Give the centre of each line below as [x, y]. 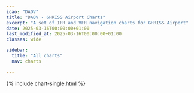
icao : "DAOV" [22, 12]
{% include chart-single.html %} [46, 83]
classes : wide [24, 39]
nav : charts [27, 61]
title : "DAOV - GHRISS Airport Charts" [56, 17]
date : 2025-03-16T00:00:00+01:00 [48, 28]
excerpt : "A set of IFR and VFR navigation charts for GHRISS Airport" [97, 23]
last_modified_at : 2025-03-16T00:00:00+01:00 [64, 34]
